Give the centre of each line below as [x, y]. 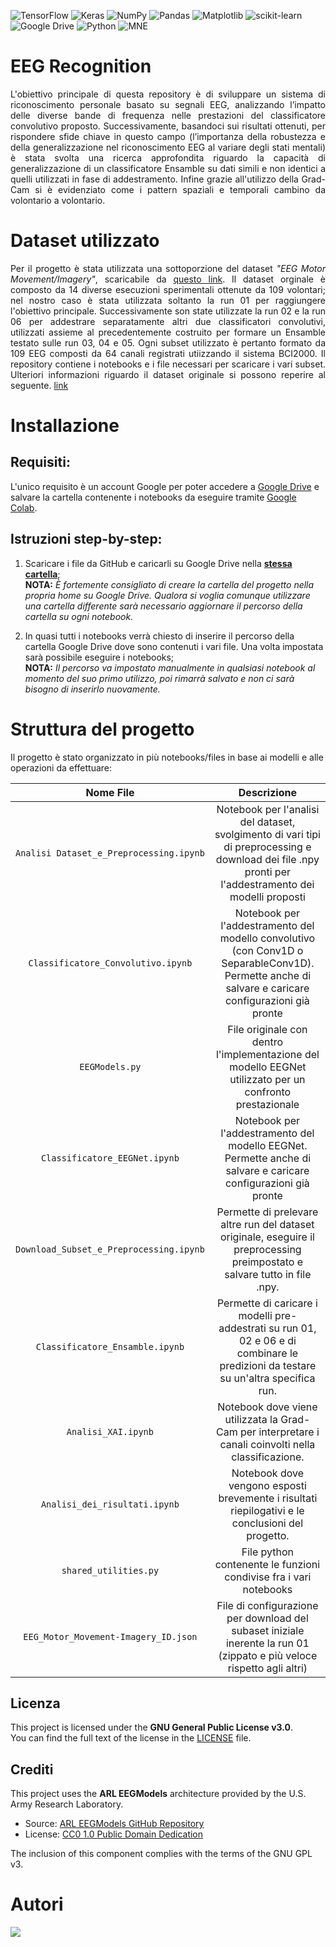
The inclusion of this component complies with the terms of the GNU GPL [161, 1854]
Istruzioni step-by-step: [86, 539]
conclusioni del [267, 1523]
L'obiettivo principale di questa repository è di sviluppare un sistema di [168, 94]
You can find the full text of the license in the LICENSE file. [131, 1738]
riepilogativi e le [267, 1510]
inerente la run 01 [267, 1643]
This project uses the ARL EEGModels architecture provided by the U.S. [158, 1794]
